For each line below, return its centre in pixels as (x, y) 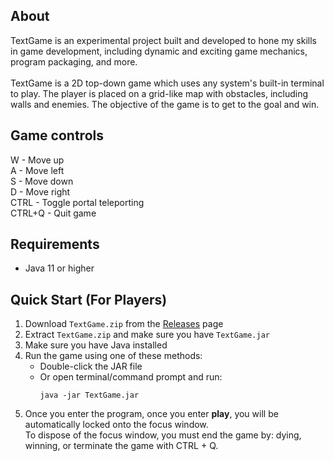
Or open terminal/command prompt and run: (131, 377)
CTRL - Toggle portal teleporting (77, 202)
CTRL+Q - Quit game (53, 213)
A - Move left (37, 170)
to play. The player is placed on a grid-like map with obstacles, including (159, 93)
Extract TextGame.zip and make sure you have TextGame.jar (147, 335)
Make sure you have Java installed (96, 345)
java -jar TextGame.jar (89, 395)
